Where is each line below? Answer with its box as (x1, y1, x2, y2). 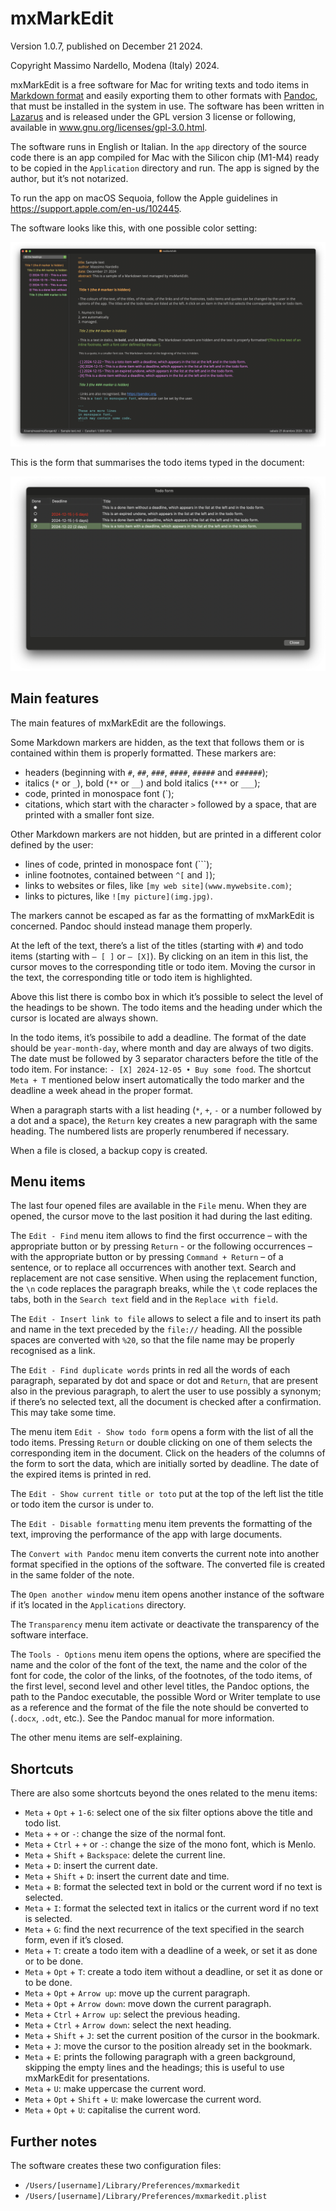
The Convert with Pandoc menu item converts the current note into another (10, 1548, 320, 1560)
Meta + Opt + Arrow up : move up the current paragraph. (24, 1987, 251, 1999)
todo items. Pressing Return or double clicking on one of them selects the (10, 1437, 313, 1449)
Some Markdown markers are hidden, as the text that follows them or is (10, 736, 305, 748)
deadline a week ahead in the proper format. (10, 1084, 194, 1096)
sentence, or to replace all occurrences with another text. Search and (10, 1262, 297, 1274)
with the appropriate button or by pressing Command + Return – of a (10, 1251, 284, 1263)
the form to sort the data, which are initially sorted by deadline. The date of (10, 1458, 320, 1470)
